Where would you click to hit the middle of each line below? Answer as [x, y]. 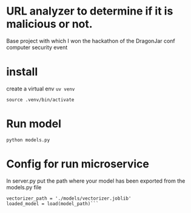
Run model [34, 124]
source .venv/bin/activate [40, 100]
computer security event [37, 47]
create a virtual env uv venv [41, 89]
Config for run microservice [78, 164]
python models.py [28, 140]
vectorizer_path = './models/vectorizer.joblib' [69, 198]
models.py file [24, 187]
